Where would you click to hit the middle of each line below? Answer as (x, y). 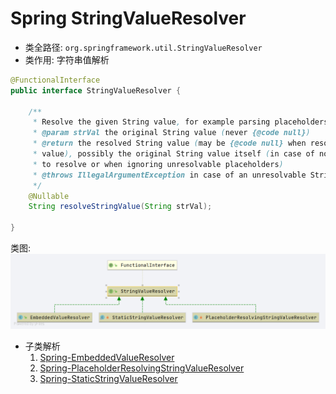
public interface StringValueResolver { (96, 90)
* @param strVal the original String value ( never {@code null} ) (171, 133)
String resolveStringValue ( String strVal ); (120, 207)
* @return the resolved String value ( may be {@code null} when (169, 143)
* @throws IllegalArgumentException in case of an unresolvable (169, 175)
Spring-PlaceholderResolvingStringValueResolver (142, 368)
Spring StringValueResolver (128, 18)
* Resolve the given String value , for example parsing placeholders (180, 122)
